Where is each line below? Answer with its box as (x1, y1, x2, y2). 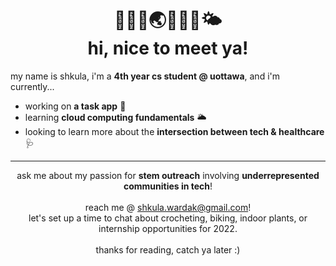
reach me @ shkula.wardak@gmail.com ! (84, 201, 252, 213)
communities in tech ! (123, 180, 213, 192)
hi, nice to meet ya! (87, 37, 249, 60)
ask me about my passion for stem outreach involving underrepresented (16, 169, 320, 181)
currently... (10, 80, 55, 92)
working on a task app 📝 (24, 100, 127, 112)
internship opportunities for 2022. (98, 222, 238, 234)
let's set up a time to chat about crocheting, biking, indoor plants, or (28, 212, 308, 224)
